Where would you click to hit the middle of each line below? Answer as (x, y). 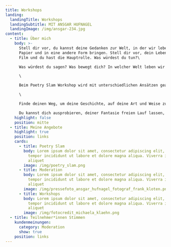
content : (15, 34)
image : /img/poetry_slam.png (54, 165)
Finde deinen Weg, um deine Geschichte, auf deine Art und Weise (89, 104)
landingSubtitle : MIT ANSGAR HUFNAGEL (51, 24)
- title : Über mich (31, 39)
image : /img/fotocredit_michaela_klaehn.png (72, 213)
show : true (30, 232)
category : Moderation (42, 227)
